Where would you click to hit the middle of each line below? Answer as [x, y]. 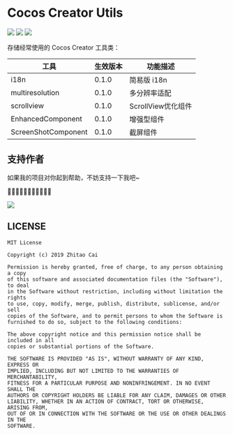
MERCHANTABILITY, [32, 377]
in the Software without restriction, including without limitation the [115, 291]
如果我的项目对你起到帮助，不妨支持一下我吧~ [74, 177]
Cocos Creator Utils [65, 13]
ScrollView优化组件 [161, 106]
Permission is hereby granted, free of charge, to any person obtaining [115, 267]
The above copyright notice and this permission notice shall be [104, 334]
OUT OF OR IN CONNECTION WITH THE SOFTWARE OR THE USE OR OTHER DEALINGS [117, 413]
